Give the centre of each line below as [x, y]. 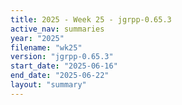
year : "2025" [37, 38]
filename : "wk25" [46, 47]
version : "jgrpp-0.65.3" [62, 57]
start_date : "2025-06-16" [64, 66]
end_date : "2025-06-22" [60, 76]
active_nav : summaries [57, 29]
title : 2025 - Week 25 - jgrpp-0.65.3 [91, 19]
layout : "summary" [48, 85]
